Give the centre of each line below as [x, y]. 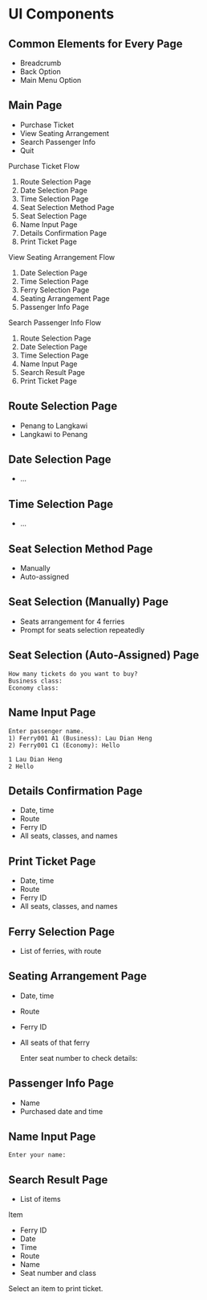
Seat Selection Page [53, 216]
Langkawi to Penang [54, 434]
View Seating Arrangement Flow [62, 257]
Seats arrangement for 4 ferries [72, 621]
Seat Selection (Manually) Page [88, 602]
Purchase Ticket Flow [44, 166]
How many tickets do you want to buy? [73, 674]
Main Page [35, 105]
